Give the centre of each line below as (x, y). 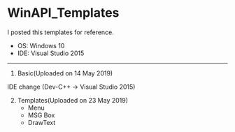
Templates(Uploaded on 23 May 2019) (72, 100)
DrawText (42, 122)
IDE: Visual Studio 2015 (51, 53)
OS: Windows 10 (41, 45)
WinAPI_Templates (63, 13)
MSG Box (41, 115)
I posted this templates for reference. (60, 32)
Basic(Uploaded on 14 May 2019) (65, 73)
